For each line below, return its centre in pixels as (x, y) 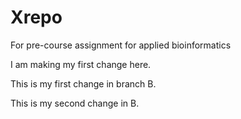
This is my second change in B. (75, 103)
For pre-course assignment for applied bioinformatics (121, 45)
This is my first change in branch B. (83, 83)
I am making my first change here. (81, 64)
